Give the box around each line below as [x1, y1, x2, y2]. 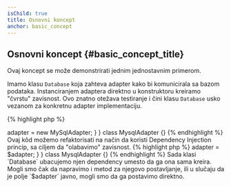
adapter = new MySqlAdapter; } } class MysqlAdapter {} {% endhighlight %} [7, 129, 223, 137]
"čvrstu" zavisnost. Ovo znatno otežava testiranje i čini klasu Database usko [7, 94, 221, 103]
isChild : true [7, 10, 48, 17]
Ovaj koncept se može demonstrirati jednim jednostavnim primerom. [7, 67, 201, 75]
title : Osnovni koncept [7, 16, 76, 23]
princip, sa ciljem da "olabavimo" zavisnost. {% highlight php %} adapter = [7, 143, 220, 151]
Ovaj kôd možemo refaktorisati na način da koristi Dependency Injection [7, 135, 212, 144]
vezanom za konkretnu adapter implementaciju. [7, 102, 143, 110]
